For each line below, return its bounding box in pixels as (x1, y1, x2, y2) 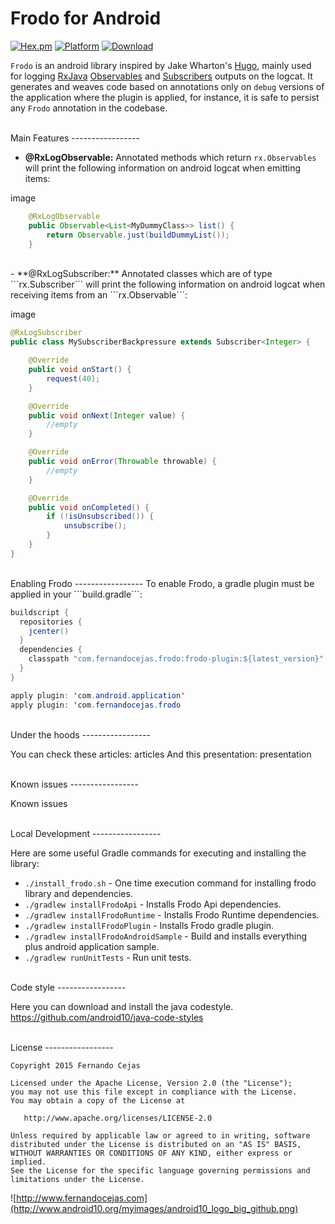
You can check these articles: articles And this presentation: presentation (10, 748, 312, 760)
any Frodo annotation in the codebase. (10, 102, 168, 114)
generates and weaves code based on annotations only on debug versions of (10, 80, 325, 92)
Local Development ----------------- (10, 827, 162, 839)
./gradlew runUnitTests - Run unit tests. (24, 951, 192, 963)
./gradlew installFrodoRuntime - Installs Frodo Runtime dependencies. (24, 908, 320, 921)
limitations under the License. (10, 1174, 145, 1184)
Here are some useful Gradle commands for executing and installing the (10, 847, 307, 859)
